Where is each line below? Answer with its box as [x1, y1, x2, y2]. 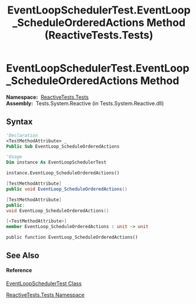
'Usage [6, 154, 22, 160]
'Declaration [6, 132, 38, 138]
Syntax [6, 117, 33, 127]
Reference [6, 267, 32, 274]
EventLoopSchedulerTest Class [6, 280, 82, 287]
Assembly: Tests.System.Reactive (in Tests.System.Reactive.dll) [6, 99, 164, 106]
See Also [6, 250, 39, 260]
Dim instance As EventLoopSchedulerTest [6, 159, 107, 165]
